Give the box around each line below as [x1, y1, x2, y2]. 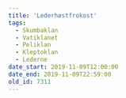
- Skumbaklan [15, 26, 59, 34]
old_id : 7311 [8, 77, 52, 85]
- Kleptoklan [15, 48, 59, 56]
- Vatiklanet [15, 33, 59, 42]
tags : [8, 19, 26, 27]
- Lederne [15, 56, 48, 64]
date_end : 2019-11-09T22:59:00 [8, 70, 112, 78]
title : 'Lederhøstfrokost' [8, 11, 97, 20]
